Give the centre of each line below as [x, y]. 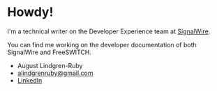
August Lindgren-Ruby [50, 65]
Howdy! [30, 12]
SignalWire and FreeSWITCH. [50, 52]
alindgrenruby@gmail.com [55, 73]
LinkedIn [30, 80]
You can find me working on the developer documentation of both [102, 44]
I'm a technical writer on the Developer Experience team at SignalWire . [109, 31]
